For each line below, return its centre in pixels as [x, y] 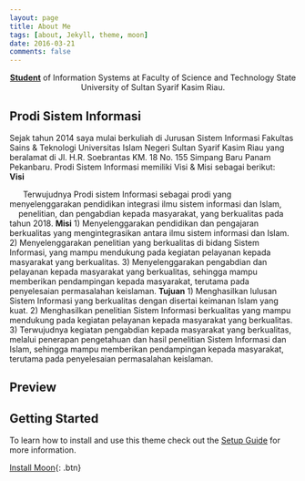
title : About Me [40, 26]
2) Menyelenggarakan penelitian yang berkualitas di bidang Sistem [134, 242]
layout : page [34, 18]
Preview [33, 388]
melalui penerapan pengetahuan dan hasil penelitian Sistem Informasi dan [148, 339]
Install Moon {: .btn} [46, 468]
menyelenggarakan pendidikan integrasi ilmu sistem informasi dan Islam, [146, 204]
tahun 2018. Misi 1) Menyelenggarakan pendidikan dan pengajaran [134, 223]
